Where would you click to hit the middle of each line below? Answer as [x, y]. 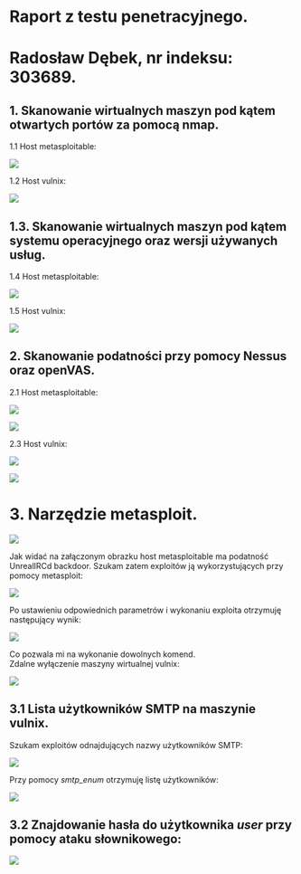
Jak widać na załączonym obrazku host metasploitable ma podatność [139, 556]
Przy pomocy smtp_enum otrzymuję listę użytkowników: [114, 779]
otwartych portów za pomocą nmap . [114, 124]
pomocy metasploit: [46, 575]
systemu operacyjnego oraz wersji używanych [144, 240]
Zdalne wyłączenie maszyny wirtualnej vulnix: [94, 663]
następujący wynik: [45, 619]
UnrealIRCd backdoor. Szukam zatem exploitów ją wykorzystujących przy [146, 565]
